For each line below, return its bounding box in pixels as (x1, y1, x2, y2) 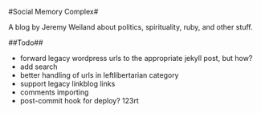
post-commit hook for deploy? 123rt (19, 96, 139, 105)
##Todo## (8, 38, 43, 47)
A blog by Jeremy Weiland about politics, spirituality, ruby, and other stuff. (8, 22, 253, 31)
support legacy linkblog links (19, 79, 116, 88)
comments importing (19, 87, 89, 97)
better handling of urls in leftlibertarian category (19, 71, 179, 79)
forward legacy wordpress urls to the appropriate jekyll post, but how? (19, 54, 253, 63)
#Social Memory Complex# (8, 7, 99, 16)
